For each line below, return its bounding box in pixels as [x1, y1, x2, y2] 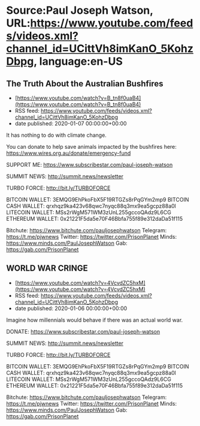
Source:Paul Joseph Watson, [6, 4, 153, 17]
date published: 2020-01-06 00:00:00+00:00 [14, 304, 128, 312]
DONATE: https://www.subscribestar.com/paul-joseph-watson [6, 328, 160, 335]
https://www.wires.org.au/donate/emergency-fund [6, 149, 131, 157]
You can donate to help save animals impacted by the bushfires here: [6, 143, 177, 150]
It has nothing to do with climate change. [6, 131, 107, 139]
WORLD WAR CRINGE [6, 263, 88, 274]
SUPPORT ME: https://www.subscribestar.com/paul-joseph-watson [6, 161, 173, 168]
